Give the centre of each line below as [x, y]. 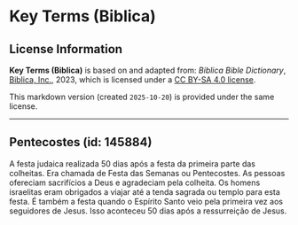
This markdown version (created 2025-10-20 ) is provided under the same [142, 97]
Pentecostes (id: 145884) [81, 142]
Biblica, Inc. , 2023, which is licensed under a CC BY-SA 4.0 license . [133, 80]
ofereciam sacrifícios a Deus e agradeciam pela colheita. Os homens [135, 182]
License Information [66, 49]
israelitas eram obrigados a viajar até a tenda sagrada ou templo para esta [145, 191]
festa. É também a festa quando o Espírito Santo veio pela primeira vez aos [146, 201]
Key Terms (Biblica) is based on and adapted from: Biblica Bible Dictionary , [148, 70]
